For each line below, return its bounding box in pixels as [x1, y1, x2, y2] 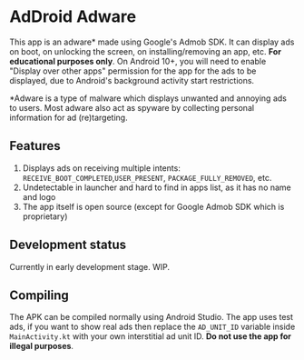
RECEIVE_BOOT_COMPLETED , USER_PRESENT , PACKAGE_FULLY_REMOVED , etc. [22, 172, 272, 183]
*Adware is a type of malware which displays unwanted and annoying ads [9, 93, 288, 104]
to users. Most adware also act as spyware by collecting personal [9, 102, 255, 113]
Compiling [9, 287, 70, 303]
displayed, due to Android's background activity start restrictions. [9, 75, 255, 85]
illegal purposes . [9, 341, 74, 352]
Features [9, 138, 61, 154]
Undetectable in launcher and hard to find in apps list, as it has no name [22, 182, 292, 193]
